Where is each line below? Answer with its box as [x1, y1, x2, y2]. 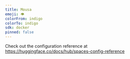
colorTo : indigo [5, 20, 38, 26]
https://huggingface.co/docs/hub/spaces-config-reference [5, 48, 125, 54]
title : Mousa [5, 7, 32, 12]
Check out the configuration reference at [5, 43, 88, 49]
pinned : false [5, 30, 34, 35]
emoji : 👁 [5, 12, 25, 17]
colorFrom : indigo [5, 16, 43, 21]
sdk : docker [5, 25, 29, 30]
